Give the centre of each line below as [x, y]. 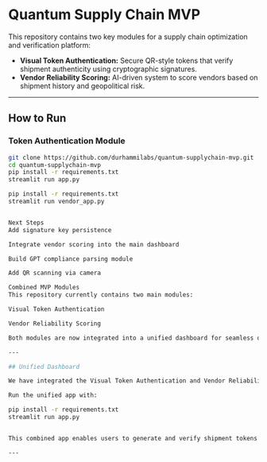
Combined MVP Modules [44, 288]
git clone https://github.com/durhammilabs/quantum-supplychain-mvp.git [131, 157]
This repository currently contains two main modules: [101, 295]
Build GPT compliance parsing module [71, 259]
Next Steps [26, 223]
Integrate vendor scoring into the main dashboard [94, 244]
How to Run [37, 118]
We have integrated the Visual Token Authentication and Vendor [117, 381]
